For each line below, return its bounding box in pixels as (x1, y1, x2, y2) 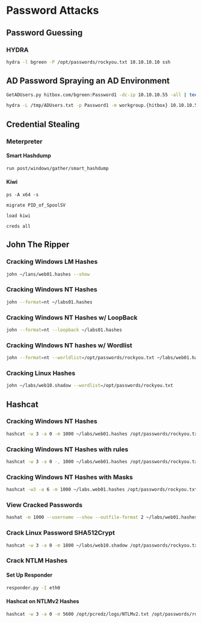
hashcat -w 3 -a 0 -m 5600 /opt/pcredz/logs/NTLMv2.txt (6, 611, 149, 617)
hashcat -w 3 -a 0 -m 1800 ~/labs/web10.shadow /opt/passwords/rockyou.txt (6, 542, 200, 549)
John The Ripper (6, 240, 70, 250)
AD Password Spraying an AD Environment (6, 76, 170, 86)
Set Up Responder (6, 571, 53, 579)
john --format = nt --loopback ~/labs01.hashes (6, 327, 122, 333)
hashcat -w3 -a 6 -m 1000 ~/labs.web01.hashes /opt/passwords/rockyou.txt (6, 487, 198, 493)
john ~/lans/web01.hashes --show (6, 271, 90, 277)
